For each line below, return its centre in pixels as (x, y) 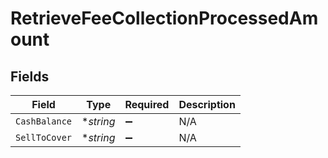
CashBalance (44, 121)
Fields (30, 76)
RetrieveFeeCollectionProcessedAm (164, 18)
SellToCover (44, 137)
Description (207, 104)
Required (147, 104)
